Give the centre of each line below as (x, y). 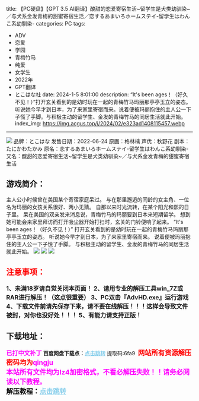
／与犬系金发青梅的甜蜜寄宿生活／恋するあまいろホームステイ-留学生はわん (98, 16)
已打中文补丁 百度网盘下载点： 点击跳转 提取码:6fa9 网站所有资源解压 (99, 353)
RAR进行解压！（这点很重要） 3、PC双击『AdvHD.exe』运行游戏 (97, 297)
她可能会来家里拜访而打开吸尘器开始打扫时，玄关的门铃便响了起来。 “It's (95, 222)
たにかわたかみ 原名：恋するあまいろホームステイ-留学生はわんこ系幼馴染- (97, 149)
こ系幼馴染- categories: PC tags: (46, 23)
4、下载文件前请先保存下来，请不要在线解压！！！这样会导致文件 (97, 306)
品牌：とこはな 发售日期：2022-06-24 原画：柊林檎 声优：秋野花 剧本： (102, 141)
